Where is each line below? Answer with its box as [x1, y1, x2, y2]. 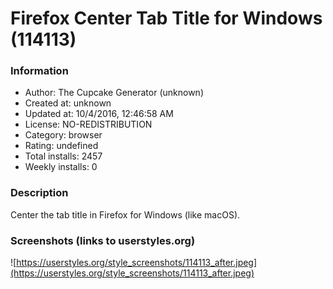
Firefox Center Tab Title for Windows [10, 7, 323, 30]
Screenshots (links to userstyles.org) [10, 233, 196, 247]
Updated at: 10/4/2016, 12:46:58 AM [24, 108, 174, 120]
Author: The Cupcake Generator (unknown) [24, 87, 204, 99]
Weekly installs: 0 [24, 161, 98, 173]
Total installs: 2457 [24, 150, 103, 162]
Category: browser [24, 129, 103, 141]
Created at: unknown [24, 97, 112, 109]
